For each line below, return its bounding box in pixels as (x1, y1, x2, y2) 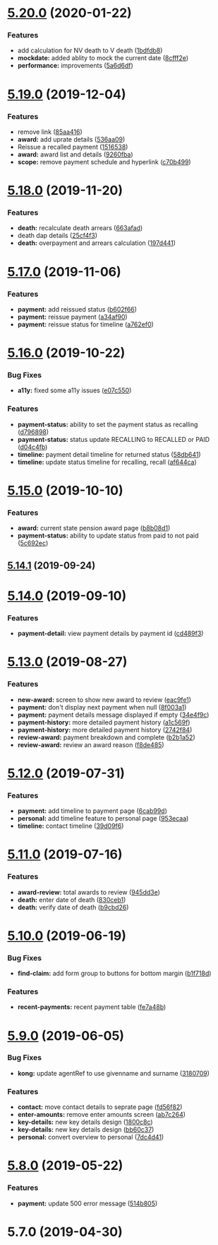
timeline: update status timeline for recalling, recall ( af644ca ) (17, 457, 198, 466)
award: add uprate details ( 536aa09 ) (17, 135, 126, 143)
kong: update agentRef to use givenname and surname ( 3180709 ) (17, 1069, 210, 1077)
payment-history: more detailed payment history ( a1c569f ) (17, 717, 190, 727)
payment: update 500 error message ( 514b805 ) (17, 1199, 158, 1207)
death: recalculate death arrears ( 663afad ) (17, 224, 143, 232)
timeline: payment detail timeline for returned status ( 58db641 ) (17, 450, 201, 458)
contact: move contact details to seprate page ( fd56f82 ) (17, 1103, 183, 1111)
